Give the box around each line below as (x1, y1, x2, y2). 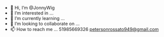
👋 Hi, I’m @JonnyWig (10, 5, 55, 10)
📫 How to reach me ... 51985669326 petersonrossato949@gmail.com (10, 26, 159, 32)
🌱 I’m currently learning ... (10, 15, 65, 21)
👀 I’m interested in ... (10, 10, 54, 16)
